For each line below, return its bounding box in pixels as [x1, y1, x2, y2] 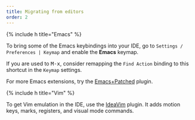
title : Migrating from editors [6, 8, 84, 15]
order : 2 [6, 14, 28, 20]
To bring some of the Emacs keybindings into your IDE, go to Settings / [6, 42, 183, 49]
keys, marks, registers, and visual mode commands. [6, 107, 134, 114]
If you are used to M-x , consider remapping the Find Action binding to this [6, 60, 189, 67]
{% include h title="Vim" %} [6, 89, 75, 96]
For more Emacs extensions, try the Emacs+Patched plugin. [6, 78, 153, 85]
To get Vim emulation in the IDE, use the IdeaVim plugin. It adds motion [6, 100, 181, 108]
